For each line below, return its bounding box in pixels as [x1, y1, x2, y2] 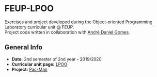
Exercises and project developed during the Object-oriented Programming [4, 19, 153, 25]
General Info [4, 43, 43, 51]
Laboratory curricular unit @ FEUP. [4, 24, 74, 30]
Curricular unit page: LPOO [11, 61, 67, 67]
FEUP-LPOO [4, 3, 54, 14]
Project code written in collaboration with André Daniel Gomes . [4, 29, 130, 35]
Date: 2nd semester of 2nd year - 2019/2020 [11, 56, 102, 62]
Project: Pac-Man [11, 66, 47, 72]
